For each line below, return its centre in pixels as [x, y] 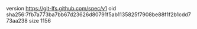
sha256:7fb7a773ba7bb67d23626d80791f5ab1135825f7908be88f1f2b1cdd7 [98, 14]
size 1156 [40, 21]
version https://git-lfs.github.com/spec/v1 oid [61, 8]
